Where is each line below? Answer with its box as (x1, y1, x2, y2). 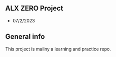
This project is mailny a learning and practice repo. (5, 46, 111, 52)
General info (5, 33, 45, 41)
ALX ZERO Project (5, 4, 63, 13)
